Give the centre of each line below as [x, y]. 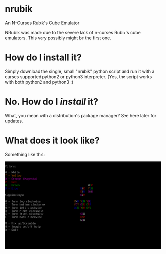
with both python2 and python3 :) [39, 82]
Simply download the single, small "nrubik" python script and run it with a [80, 71]
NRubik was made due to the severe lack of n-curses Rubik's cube [73, 32]
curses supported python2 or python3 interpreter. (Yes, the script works [79, 76]
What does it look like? [52, 141]
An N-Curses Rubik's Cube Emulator [42, 23]
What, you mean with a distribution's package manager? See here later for [81, 115]
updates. [14, 121]
